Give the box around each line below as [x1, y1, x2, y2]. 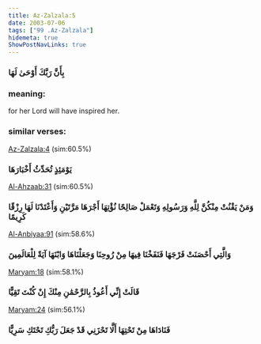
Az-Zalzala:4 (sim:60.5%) [8, 144, 93, 153]
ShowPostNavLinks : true [8, 41, 87, 49]
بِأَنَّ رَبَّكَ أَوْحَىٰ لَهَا [8, 67, 65, 78]
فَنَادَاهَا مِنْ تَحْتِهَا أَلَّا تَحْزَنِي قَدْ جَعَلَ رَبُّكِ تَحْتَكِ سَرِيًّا [8, 324, 171, 335]
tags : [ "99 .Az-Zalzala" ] [8, 26, 93, 34]
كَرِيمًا [8, 211, 26, 222]
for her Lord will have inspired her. [8, 106, 120, 115]
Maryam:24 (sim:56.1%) [8, 304, 85, 314]
